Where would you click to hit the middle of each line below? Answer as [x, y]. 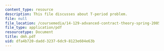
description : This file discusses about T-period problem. [66, 14]
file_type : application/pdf [34, 28]
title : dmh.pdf [20, 37]
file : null [16, 18]
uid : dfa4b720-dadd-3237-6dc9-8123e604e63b [50, 41]
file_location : [20, 23]
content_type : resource [29, 9]
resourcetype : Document [29, 32]
